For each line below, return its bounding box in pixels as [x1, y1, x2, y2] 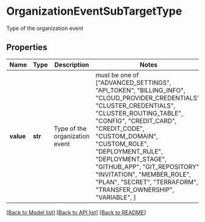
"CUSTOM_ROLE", [95, 139, 149, 148]
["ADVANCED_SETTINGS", [95, 78, 171, 87]
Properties [6, 42, 48, 53]
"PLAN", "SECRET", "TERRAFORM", [95, 177, 198, 186]
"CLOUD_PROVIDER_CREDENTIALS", [95, 94, 202, 102]
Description [54, 60, 90, 68]
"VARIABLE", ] [95, 193, 136, 201]
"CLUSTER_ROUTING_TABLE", [95, 109, 183, 117]
